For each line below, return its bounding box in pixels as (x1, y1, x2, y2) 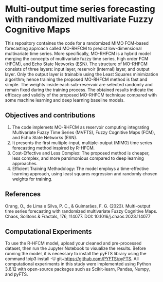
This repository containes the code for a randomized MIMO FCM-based (5, 40, 149, 46)
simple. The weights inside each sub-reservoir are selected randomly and (5, 81, 153, 87)
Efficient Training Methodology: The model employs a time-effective (12, 166, 149, 171)
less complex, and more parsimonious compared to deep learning (12, 155, 145, 161)
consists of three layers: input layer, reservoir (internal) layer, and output (5, 66, 150, 72)
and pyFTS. (5, 271, 28, 277)
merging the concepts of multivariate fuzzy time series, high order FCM (5, 56, 148, 61)
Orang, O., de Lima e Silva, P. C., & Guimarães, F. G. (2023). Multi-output (5, 203, 151, 209)
